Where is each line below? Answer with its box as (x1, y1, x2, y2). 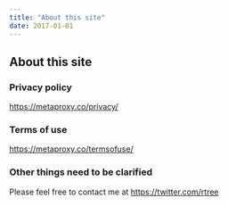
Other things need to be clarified (9, 166, 153, 178)
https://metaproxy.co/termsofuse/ (9, 144, 134, 154)
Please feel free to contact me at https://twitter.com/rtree (9, 186, 219, 197)
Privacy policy (9, 81, 73, 94)
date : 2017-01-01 (9, 21, 74, 30)
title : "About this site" (9, 12, 105, 22)
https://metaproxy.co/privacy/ (9, 102, 118, 112)
